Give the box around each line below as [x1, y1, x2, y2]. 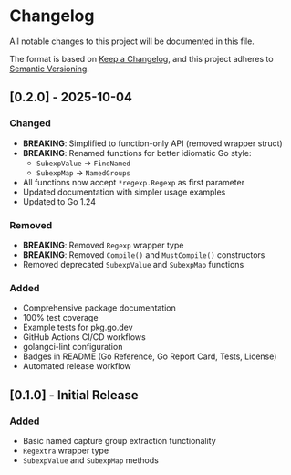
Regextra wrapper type [22, 445, 109, 456]
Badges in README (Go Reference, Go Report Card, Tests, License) [22, 351, 277, 362]
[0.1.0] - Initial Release [9, 387, 139, 403]
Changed [9, 117, 52, 130]
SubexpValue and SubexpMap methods [22, 454, 160, 466]
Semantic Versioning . [9, 63, 89, 74]
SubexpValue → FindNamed [36, 157, 131, 168]
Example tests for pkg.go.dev [22, 322, 134, 333]
